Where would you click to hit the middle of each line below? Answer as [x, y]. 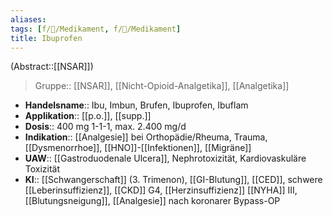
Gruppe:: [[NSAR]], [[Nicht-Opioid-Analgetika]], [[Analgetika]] [162, 86]
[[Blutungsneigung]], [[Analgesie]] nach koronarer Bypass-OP [152, 201]
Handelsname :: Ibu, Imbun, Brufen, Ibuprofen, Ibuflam [136, 105]
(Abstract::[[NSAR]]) [52, 67]
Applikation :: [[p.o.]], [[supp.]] [88, 116]
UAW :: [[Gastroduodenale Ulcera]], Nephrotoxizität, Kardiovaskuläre [165, 158]
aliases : [28, 19]
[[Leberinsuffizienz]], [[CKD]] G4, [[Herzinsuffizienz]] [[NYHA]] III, [161, 190]
